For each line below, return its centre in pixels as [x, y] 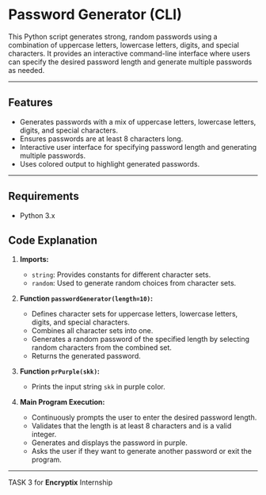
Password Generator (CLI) [95, 15]
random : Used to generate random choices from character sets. [134, 283]
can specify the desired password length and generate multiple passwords [130, 62]
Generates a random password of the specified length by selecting [141, 340]
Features [30, 103]
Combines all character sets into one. [92, 331]
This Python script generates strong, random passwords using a [113, 36]
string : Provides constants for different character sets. [121, 274]
